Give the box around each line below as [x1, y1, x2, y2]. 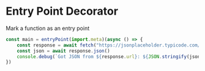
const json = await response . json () [17, 48, 111, 54]
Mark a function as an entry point [6, 24, 90, 32]
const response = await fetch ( [17, 42, 97, 48]
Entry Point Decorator [6, 4, 119, 18]
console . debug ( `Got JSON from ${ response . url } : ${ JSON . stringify [17, 53, 187, 59]
